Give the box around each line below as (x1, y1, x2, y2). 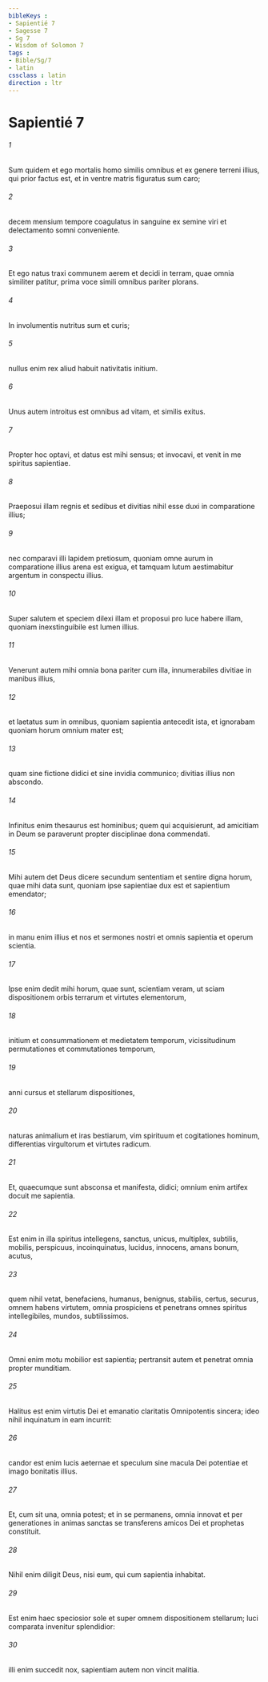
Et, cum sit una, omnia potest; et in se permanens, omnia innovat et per (8, 1510, 243, 1519)
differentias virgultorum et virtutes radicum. (8, 1139, 152, 1149)
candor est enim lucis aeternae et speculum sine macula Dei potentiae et (8, 1458, 249, 1467)
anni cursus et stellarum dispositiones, (8, 1087, 135, 1097)
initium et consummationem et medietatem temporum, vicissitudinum (8, 1036, 236, 1045)
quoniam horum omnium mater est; (8, 726, 124, 735)
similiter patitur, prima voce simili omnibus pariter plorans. (8, 277, 199, 287)
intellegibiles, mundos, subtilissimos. (8, 1312, 130, 1321)
